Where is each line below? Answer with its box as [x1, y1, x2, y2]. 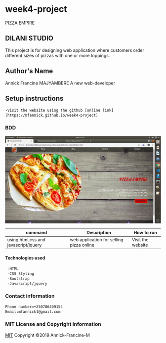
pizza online [70, 242, 95, 248]
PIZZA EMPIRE [5, 20, 35, 26]
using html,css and [7, 237, 46, 243]
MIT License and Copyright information [5, 321, 101, 328]
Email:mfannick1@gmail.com [5, 309, 61, 314]
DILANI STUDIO [5, 34, 53, 43]
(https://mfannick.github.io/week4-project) [5, 113, 98, 118]
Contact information [5, 293, 55, 300]
